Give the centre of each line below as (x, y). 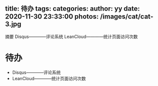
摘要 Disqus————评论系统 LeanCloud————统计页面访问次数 (72, 36)
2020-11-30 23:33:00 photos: (52, 17)
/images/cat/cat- (127, 17)
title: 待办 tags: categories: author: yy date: (72, 9)
